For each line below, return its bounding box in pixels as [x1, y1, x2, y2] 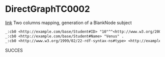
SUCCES [5, 47, 23, 53]
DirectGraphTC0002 [5, 3, 90, 15]
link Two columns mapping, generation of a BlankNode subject [5, 20, 132, 26]
